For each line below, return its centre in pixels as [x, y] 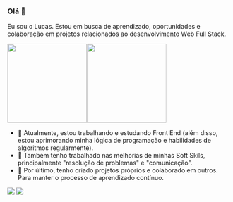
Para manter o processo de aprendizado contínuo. [91, 178]
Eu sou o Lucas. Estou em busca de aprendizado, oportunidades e [104, 27]
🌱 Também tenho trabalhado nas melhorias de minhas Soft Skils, [111, 156]
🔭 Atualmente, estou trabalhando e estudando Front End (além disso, [118, 133]
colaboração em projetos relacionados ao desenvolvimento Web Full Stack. [117, 34]
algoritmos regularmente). [55, 148]
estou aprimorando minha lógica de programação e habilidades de [114, 141]
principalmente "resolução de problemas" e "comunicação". [105, 163]
